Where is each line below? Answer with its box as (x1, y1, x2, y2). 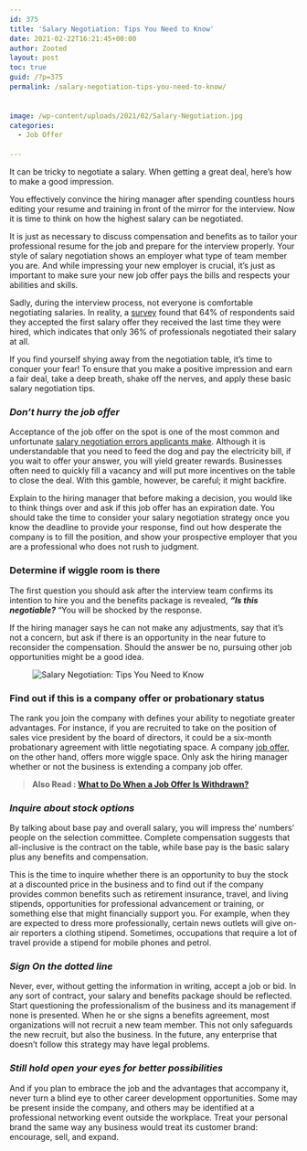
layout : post (9, 53, 59, 63)
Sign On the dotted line (9, 960, 113, 973)
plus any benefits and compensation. (9, 851, 149, 863)
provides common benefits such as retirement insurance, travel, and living (9, 889, 289, 900)
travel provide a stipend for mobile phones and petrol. (9, 937, 212, 948)
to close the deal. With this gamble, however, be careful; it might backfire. (9, 475, 287, 486)
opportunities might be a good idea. (9, 651, 144, 662)
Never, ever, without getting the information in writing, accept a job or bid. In (9, 981, 297, 992)
